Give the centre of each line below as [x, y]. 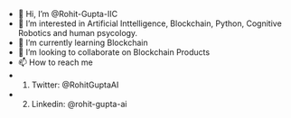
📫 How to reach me [55, 62]
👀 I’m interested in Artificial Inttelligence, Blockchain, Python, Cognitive [150, 23]
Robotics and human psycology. [78, 33]
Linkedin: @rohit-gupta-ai [79, 104]
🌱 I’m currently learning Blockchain [83, 42]
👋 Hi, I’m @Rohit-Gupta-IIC [68, 14]
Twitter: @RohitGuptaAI [75, 85]
